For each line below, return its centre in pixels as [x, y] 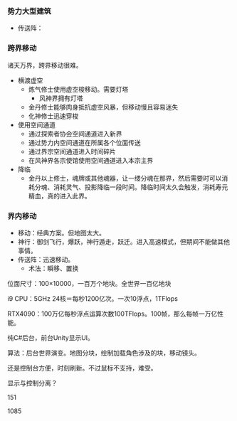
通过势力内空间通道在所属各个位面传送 [84, 142]
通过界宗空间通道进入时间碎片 [72, 151]
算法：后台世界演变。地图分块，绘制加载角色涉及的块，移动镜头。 [104, 353]
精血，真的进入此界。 [59, 196]
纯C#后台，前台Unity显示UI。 [51, 337]
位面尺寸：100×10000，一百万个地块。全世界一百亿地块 [89, 283]
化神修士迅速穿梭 [53, 116]
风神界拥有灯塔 [61, 98]
